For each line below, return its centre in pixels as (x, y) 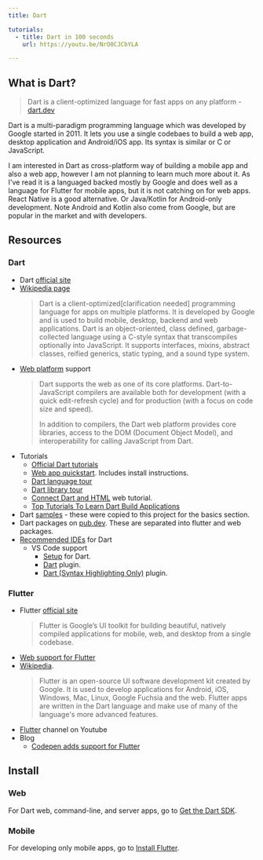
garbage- (232, 328)
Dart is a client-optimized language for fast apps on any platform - (134, 102)
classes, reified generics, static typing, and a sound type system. (144, 353)
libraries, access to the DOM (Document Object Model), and (136, 432)
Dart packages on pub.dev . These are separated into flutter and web (130, 522)
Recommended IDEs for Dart (66, 540)
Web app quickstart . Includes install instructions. (110, 473)
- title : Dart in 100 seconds (64, 37)
